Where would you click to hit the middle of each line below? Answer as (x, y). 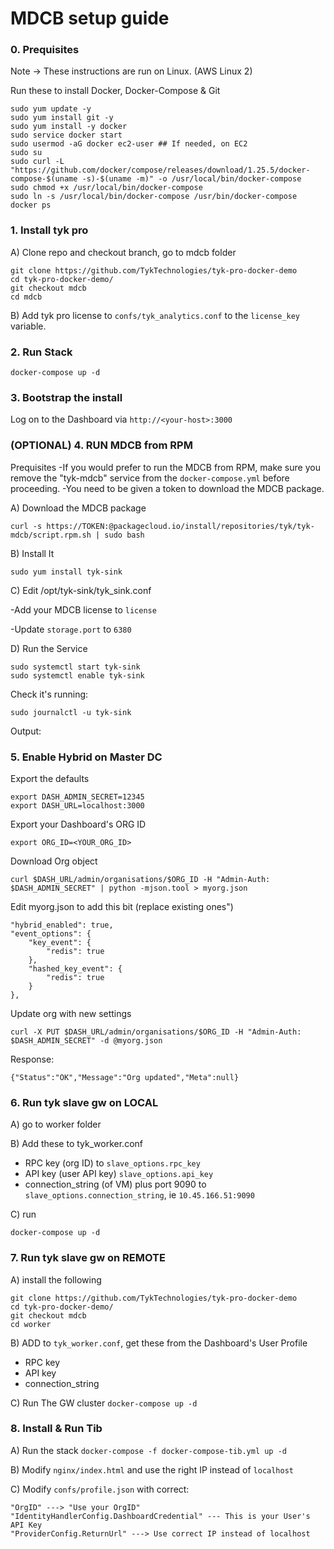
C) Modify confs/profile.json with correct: (100, 1489)
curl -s (26, 526)
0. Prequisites (45, 50)
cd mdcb (26, 297)
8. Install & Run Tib (56, 1429)
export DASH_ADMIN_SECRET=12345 (77, 797)
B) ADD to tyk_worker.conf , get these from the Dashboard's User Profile (159, 1343)
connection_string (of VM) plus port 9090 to (115, 1184)
